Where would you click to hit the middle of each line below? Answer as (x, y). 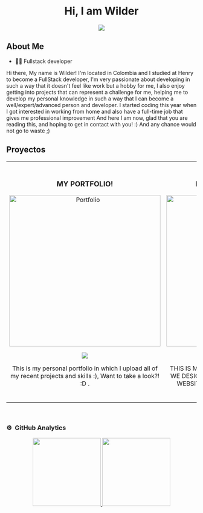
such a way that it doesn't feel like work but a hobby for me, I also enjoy (96, 85)
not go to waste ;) (28, 131)
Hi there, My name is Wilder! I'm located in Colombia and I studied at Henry (100, 73)
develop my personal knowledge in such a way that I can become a (90, 99)
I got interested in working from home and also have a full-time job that (95, 111)
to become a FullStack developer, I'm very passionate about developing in (98, 79)
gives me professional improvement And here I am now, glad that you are (97, 118)
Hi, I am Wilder (101, 11)
